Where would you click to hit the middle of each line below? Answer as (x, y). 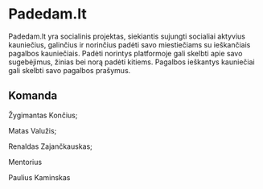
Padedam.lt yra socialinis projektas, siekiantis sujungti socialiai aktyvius (127, 36)
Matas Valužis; (33, 130)
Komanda (33, 96)
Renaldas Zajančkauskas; (50, 146)
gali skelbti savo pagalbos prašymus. (70, 70)
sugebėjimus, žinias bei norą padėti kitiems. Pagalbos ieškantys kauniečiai (131, 62)
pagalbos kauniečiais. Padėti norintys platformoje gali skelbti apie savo (125, 53)
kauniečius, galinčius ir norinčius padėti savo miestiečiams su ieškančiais (129, 44)
